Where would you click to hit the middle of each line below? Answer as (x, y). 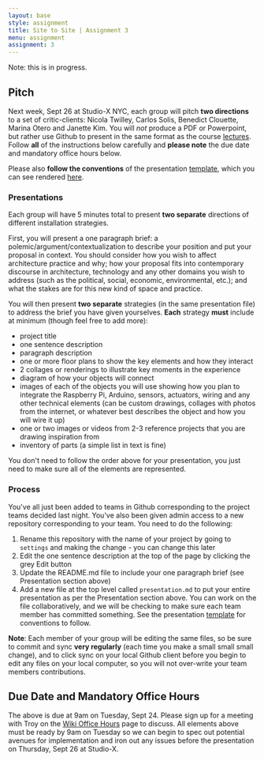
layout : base (30, 15)
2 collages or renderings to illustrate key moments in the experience (130, 370)
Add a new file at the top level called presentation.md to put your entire (135, 589)
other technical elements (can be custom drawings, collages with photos (138, 403)
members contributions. (47, 672)
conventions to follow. (55, 623)
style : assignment (38, 23)
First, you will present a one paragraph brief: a (84, 239)
